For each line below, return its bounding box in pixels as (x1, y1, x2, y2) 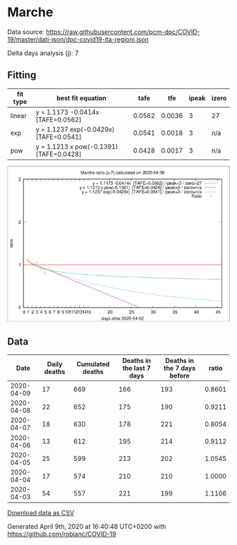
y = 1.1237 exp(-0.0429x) (35, 125, 115, 133)
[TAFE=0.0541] (35, 132, 82, 141)
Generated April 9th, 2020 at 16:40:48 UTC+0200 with (7, 522, 166, 530)
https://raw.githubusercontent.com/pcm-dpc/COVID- (45, 28, 201, 36)
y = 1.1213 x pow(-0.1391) (35, 143, 119, 150)
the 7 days (163, 364, 196, 372)
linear (10, 112, 27, 120)
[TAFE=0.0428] (35, 150, 82, 158)
